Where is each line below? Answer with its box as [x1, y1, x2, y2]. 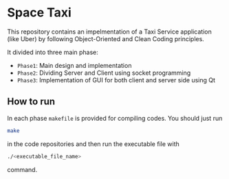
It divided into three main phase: [7, 48, 98, 56]
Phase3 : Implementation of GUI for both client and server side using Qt [17, 75, 215, 84]
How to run [7, 96, 56, 108]
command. [7, 165, 38, 174]
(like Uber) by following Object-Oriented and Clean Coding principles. [7, 34, 204, 43]
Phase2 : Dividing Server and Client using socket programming [17, 69, 191, 77]
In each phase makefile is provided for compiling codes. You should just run [7, 114, 223, 122]
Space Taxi [7, 5, 72, 21]
